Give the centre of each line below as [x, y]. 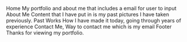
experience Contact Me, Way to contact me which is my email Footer [89, 26]
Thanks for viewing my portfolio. [45, 33]
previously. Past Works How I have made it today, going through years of [93, 20]
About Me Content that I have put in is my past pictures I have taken [88, 14]
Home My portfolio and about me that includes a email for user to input [91, 8]
